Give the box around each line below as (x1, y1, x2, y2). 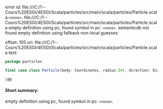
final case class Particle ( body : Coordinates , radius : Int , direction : (5, 68, 151, 73)
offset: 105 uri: (5, 39, 34, 45)
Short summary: (5, 88, 39, 93)
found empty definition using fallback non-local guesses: (5, 30, 119, 36)
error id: (5, 4, 21, 10)
